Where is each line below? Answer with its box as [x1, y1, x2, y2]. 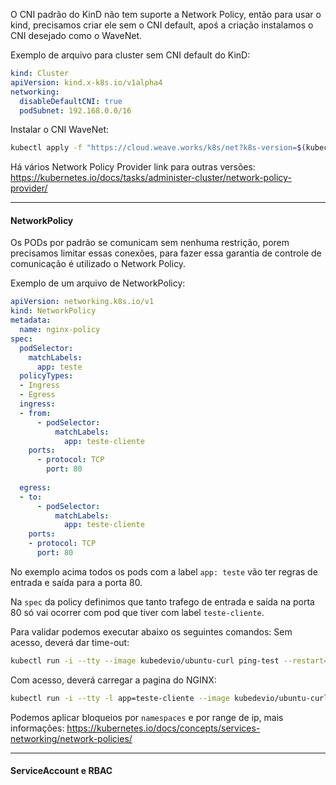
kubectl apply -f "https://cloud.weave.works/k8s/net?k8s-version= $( [10, 143, 307, 153]
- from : [19, 408, 52, 418]
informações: [10, 722, 65, 734]
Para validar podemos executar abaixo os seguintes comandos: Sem [10, 625, 293, 638]
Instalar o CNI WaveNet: [10, 124, 110, 136]
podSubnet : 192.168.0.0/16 [19, 105, 132, 116]
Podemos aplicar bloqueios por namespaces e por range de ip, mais [10, 711, 284, 723]
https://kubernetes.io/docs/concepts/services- [66, 722, 261, 734]
